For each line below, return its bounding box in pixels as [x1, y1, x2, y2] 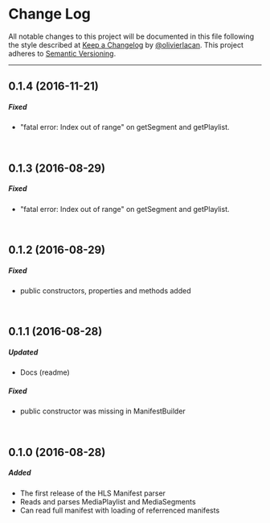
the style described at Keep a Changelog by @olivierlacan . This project [8, 39, 243, 49]
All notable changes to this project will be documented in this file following [8, 31, 255, 41]
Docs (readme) [19, 367, 70, 377]
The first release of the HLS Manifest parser [19, 488, 166, 498]
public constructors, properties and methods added [19, 286, 191, 296]
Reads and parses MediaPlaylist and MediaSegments [19, 496, 196, 506]
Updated [8, 347, 39, 357]
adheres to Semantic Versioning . [8, 48, 117, 58]
